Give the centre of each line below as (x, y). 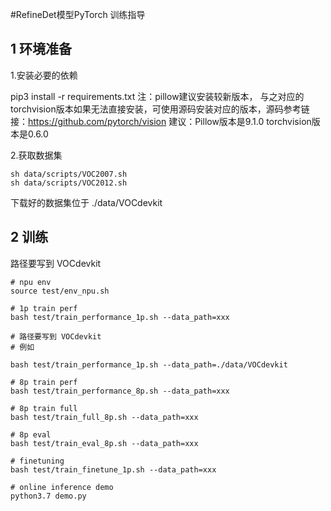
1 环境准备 (41, 49)
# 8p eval (31, 434)
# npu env (31, 282)
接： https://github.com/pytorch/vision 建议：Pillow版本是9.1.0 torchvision (161, 121)
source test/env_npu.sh (60, 291)
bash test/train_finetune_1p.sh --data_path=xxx (113, 469)
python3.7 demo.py (48, 496)
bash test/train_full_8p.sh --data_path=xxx (104, 417)
